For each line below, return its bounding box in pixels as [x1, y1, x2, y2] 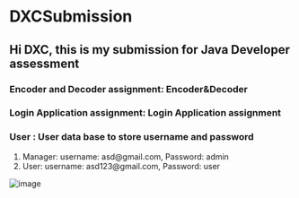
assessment [9, 56, 80, 71]
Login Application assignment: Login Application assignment [9, 107, 281, 119]
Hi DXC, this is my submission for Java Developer [9, 42, 290, 57]
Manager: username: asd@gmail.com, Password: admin [22, 151, 229, 162]
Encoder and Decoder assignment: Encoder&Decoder [9, 82, 249, 95]
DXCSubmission [9, 6, 133, 27]
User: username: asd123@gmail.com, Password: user [22, 160, 221, 171]
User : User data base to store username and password [9, 131, 254, 143]
